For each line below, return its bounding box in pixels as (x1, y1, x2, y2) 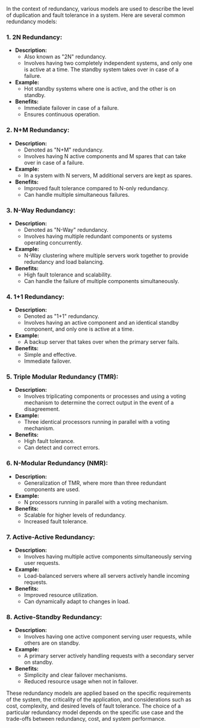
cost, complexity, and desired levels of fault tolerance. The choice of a (6, 703, 181, 710)
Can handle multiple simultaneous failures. (23, 191, 130, 198)
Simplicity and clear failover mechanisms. (23, 671, 128, 679)
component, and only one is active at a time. (23, 325, 134, 333)
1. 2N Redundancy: (6, 33, 63, 41)
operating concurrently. (23, 238, 83, 246)
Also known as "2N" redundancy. (23, 53, 107, 60)
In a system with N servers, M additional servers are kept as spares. (23, 171, 193, 179)
